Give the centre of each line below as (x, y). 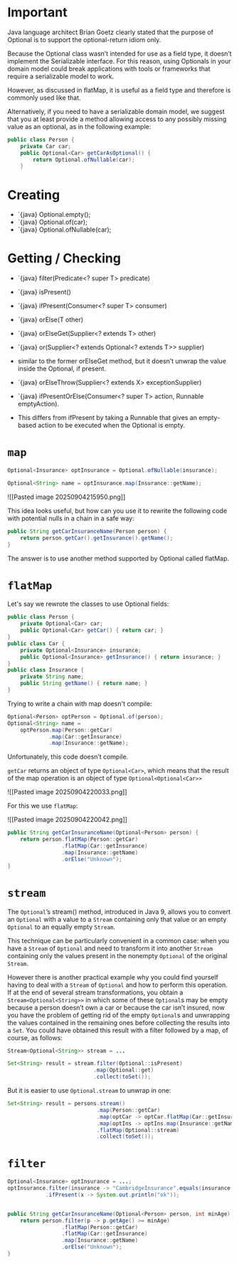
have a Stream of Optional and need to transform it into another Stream (110, 948)
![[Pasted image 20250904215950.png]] (67, 497)
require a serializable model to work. (61, 76)
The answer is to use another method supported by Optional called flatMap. (118, 558)
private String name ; (52, 677)
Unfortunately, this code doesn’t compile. (68, 757)
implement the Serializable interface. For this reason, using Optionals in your (119, 61)
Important (37, 12)
